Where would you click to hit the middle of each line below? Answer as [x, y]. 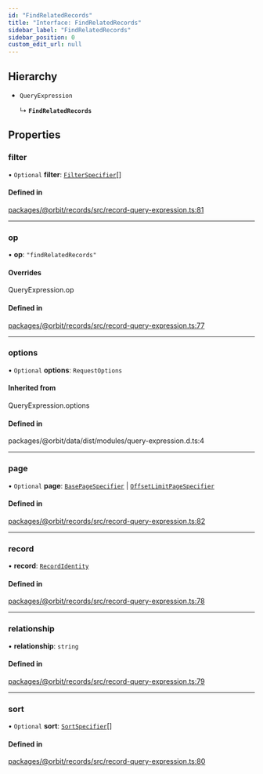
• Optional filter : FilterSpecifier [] [65, 174]
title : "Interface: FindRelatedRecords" [75, 23]
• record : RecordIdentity [49, 566]
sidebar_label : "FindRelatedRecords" [70, 30]
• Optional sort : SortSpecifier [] [60, 726]
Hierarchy [33, 76]
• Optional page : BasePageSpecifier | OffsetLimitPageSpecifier [112, 485]
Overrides [25, 272]
